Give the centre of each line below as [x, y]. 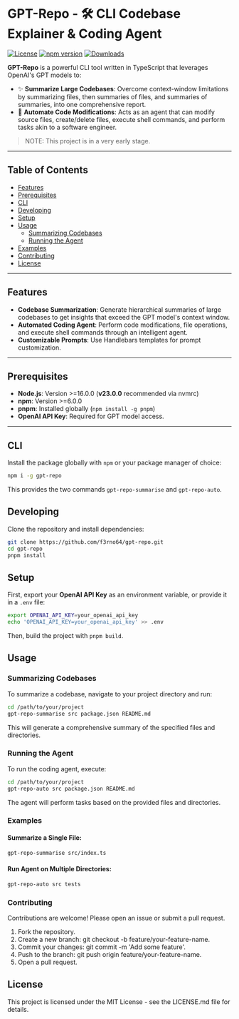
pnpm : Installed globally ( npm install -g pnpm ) [86, 409]
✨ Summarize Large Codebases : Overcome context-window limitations [123, 88]
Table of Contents [48, 170]
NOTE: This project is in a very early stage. [87, 141]
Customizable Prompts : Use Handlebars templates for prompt [109, 340]
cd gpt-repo [25, 549]
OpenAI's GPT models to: [44, 75]
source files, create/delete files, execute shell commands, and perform [121, 119]
